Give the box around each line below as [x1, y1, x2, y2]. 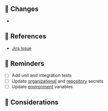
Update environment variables [11, 83, 73, 89]
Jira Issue [11, 45, 32, 51]
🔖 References [4, 32, 47, 41]
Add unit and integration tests [11, 72, 72, 79]
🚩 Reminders [4, 59, 45, 68]
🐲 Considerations [4, 98, 58, 107]
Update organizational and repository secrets [11, 78, 104, 84]
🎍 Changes [4, 5, 39, 13]
